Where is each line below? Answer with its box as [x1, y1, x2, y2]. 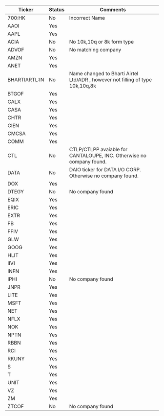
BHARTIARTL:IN [7, 76, 44, 83]
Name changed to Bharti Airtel [69, 70, 139, 77]
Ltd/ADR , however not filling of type [69, 76, 152, 83]
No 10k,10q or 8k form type [69, 39, 134, 45]
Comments [100, 6, 126, 13]
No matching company [69, 46, 122, 53]
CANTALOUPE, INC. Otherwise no [69, 152, 146, 159]
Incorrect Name [69, 15, 105, 21]
